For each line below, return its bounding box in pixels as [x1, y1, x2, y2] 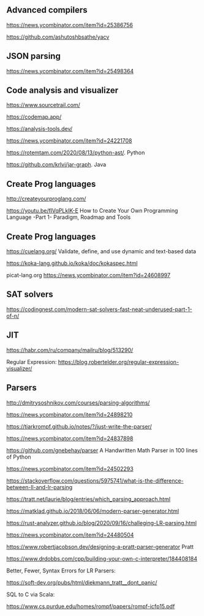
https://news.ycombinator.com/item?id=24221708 [6, 137, 132, 144]
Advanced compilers [6, 5, 88, 15]
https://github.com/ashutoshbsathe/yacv [6, 33, 110, 41]
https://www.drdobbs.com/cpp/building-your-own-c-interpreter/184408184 [6, 555, 198, 562]
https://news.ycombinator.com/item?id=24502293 [6, 465, 134, 472]
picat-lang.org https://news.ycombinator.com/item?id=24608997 [6, 272, 170, 279]
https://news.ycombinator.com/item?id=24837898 [6, 435, 134, 442]
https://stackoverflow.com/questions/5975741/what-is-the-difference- [6, 476, 184, 484]
